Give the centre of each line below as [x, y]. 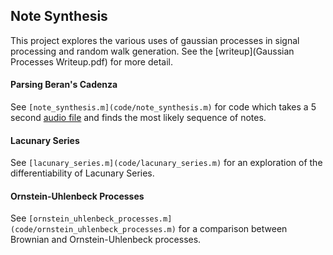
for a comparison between [233, 229]
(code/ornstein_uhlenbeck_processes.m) [93, 230]
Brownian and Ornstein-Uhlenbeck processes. [106, 240]
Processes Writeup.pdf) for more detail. [92, 61]
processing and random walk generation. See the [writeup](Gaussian [152, 51]
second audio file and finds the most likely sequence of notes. [138, 118]
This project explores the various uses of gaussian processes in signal [155, 40]
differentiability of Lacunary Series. [82, 173]
